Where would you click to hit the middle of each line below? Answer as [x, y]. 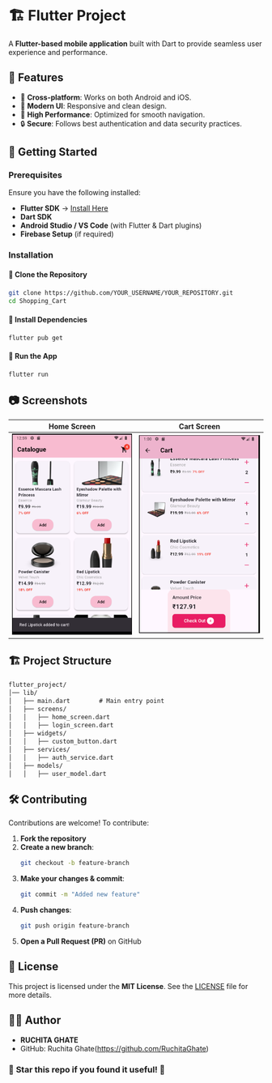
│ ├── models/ [36, 765]
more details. [30, 995]
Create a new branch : [57, 847]
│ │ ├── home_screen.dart [59, 717]
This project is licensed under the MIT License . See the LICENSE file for [128, 986]
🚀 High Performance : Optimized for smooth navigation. [113, 114]
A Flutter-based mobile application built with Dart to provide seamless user [135, 43]
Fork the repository [53, 838]
